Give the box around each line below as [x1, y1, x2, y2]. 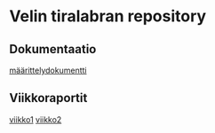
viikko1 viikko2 [9, 113, 62, 125]
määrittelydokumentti [9, 65, 87, 75]
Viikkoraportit [9, 90, 88, 106]
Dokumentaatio [9, 42, 97, 57]
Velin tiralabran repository [9, 6, 207, 27]
